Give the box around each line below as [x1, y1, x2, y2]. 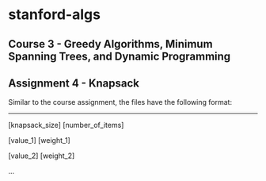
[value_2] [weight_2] [8, 151, 75, 160]
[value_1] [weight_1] [8, 136, 71, 145]
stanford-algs [8, 6, 101, 24]
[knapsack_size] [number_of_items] [8, 121, 124, 130]
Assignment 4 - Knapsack [8, 76, 140, 90]
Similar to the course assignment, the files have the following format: [8, 98, 232, 107]
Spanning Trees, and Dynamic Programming [8, 49, 231, 63]
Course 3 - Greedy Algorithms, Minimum [8, 37, 213, 51]
